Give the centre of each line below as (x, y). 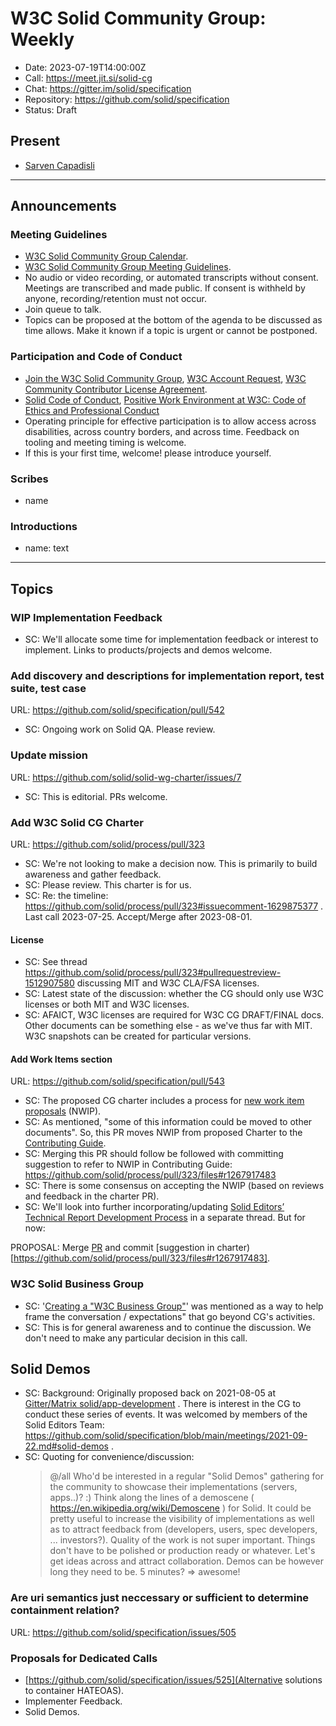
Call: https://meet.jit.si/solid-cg (88, 78)
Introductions (44, 526)
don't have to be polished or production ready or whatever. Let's (182, 1551)
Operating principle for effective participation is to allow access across (170, 421)
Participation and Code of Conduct (96, 357)
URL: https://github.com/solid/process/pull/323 (107, 844)
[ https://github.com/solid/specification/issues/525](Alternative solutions (173, 1680)
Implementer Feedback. (73, 1701)
